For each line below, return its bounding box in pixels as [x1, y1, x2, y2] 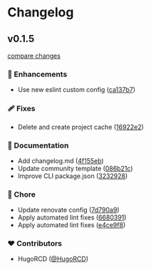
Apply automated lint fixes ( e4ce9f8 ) [17, 221, 126, 229]
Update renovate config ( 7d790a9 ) [17, 206, 120, 214]
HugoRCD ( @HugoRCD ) [17, 254, 89, 264]
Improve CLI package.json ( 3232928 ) [17, 172, 128, 180]
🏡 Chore [7, 189, 36, 199]
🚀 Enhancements [7, 69, 68, 79]
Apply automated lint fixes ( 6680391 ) [17, 213, 127, 222]
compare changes [7, 51, 61, 60]
